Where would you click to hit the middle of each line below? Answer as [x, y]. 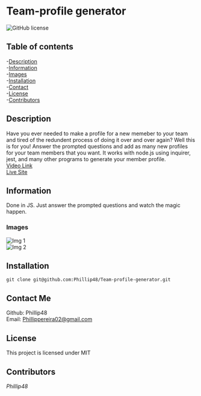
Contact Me [29, 298]
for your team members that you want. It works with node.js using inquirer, [99, 153]
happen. [17, 212]
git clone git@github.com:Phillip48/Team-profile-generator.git [88, 280]
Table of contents [40, 47]
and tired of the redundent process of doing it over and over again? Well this [101, 139]
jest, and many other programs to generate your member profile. [86, 159]
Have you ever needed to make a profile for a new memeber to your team [97, 133]
